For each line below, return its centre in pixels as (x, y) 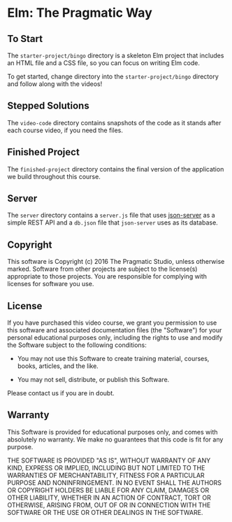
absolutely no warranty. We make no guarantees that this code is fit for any (115, 439)
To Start (25, 39)
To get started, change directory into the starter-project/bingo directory (113, 76)
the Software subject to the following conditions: (77, 345)
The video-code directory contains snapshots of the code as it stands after (114, 122)
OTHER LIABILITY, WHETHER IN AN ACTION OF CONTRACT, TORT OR (109, 498)
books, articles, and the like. (58, 366)
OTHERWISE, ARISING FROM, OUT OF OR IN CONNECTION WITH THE (109, 505)
